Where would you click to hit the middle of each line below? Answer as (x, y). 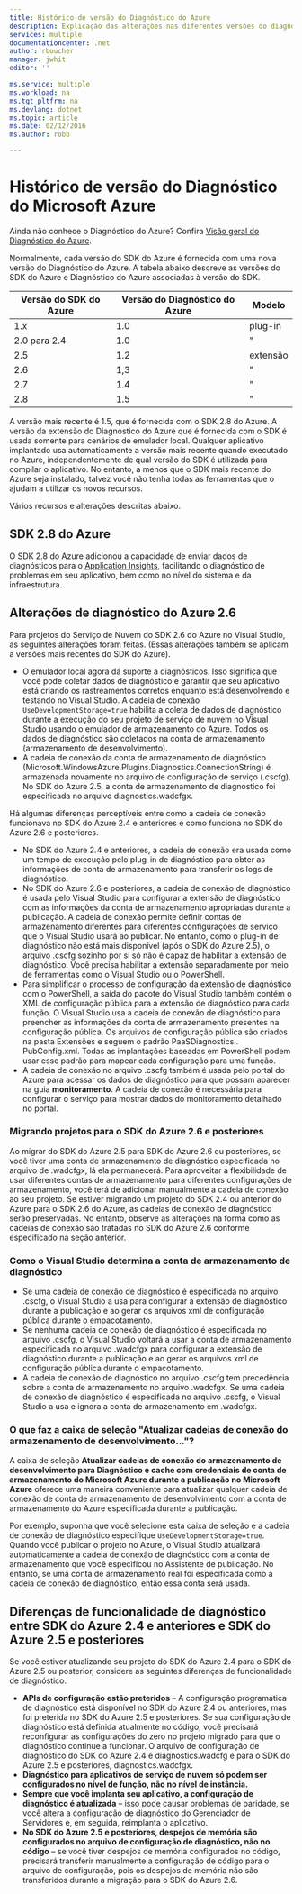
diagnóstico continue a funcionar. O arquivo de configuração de (141, 1746)
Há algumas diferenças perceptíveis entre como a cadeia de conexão (138, 813)
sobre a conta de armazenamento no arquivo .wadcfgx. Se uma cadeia (153, 1388)
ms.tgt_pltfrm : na (44, 101)
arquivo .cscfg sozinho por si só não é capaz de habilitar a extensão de (154, 955)
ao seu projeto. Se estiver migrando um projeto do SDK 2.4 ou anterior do (146, 1198)
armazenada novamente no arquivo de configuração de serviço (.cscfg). (156, 777)
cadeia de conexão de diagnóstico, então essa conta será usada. (130, 1583)
